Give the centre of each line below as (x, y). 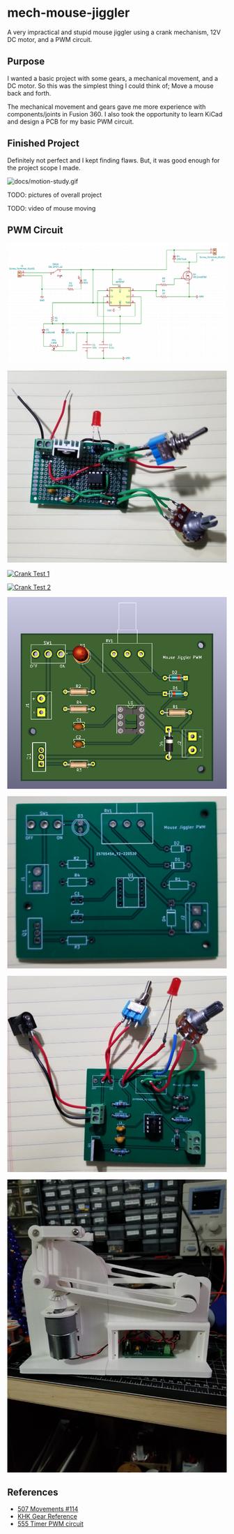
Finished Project (44, 143)
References (33, 1492)
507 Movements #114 (48, 1509)
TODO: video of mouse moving (52, 208)
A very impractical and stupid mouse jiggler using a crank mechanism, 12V (114, 32)
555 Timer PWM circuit (50, 1524)
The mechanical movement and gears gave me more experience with (107, 107)
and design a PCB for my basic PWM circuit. (71, 121)
